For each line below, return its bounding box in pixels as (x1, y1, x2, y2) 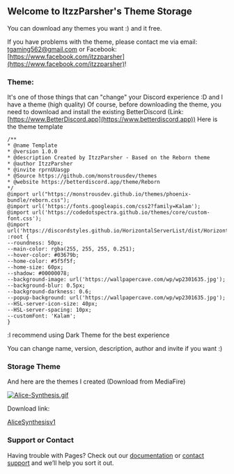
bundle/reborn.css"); (7, 197, 70, 204)
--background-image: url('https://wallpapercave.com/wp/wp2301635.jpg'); (7, 276, 226, 283)
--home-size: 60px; (7, 264, 64, 271)
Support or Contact (7, 435, 75, 445)
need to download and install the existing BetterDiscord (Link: (7, 108, 184, 116)
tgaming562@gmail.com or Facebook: (7, 45, 117, 53)
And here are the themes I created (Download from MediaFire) (7, 377, 186, 386)
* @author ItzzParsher (7, 160, 73, 168)
